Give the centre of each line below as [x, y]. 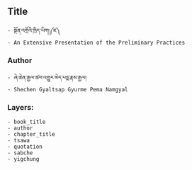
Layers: [21, 108]
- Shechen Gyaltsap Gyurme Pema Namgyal [68, 90]
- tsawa [19, 141]
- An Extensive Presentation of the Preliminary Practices [96, 42]
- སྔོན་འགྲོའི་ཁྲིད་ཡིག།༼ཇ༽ [34, 30]
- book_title [27, 122]
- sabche [20, 153]
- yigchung [23, 159]
